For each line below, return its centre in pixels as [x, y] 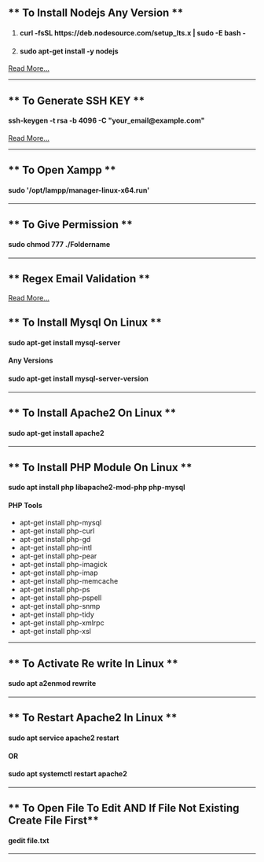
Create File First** [54, 821]
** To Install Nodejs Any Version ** [96, 13]
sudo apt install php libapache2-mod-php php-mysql [97, 488]
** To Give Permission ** [70, 225]
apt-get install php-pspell [60, 598]
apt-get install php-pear [58, 556]
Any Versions [31, 360]
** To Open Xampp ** [62, 170]
